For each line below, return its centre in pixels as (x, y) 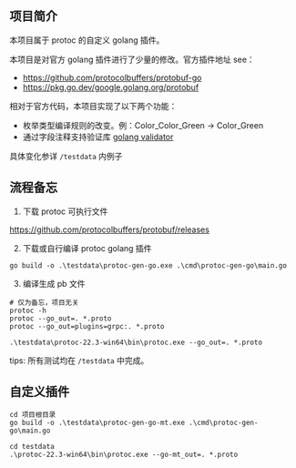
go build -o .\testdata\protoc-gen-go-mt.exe (97, 423)
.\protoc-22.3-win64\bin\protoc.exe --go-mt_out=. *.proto (124, 455)
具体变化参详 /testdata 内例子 (66, 156)
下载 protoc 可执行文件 (65, 211)
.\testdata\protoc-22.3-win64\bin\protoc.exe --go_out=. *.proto (136, 342)
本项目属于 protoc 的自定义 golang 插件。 (87, 40)
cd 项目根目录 (33, 415)
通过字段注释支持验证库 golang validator (98, 137)
